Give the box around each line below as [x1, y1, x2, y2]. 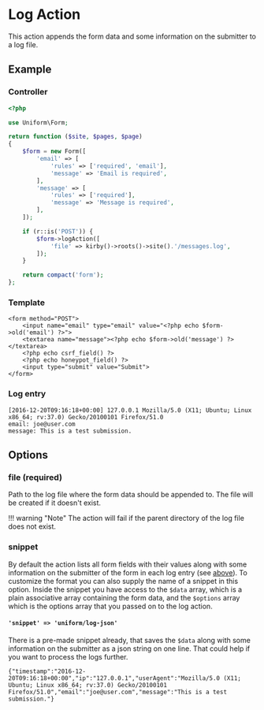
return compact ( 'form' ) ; [22, 271, 104, 279]
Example [8, 63, 52, 76]
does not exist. [8, 522, 57, 531]
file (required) [8, 471, 63, 482]
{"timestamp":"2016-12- [8, 667, 87, 675]
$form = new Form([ [22, 147, 87, 155]
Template [8, 297, 46, 308]
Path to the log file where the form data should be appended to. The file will [8, 490, 254, 500]
